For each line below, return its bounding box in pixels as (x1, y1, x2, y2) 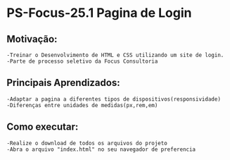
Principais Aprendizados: (6, 77, 120, 89)
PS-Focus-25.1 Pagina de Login (6, 5, 192, 21)
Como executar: (6, 121, 79, 133)
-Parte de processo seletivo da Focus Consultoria (6, 58, 158, 65)
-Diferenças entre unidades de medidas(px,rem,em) (6, 101, 158, 109)
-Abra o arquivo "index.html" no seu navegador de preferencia (6, 146, 196, 153)
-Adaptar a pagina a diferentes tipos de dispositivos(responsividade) (6, 95, 221, 103)
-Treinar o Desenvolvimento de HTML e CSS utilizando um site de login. (6, 51, 224, 59)
